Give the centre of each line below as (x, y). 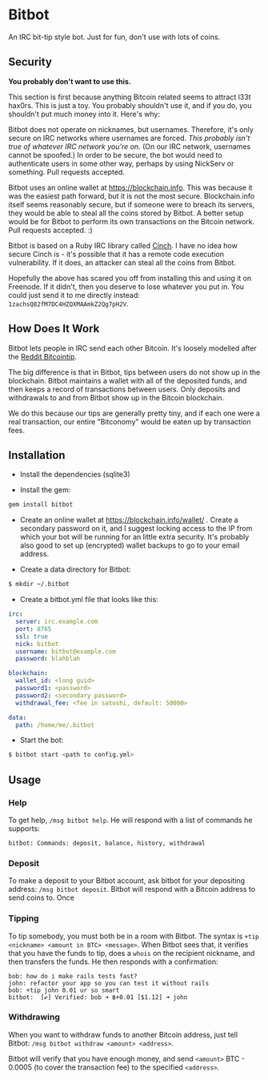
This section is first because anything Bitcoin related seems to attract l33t (130, 97)
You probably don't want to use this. (70, 81)
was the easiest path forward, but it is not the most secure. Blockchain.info (132, 196)
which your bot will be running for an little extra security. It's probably (134, 537)
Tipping (24, 918)
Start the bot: (42, 740)
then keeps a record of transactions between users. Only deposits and (124, 389)
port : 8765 (34, 629)
